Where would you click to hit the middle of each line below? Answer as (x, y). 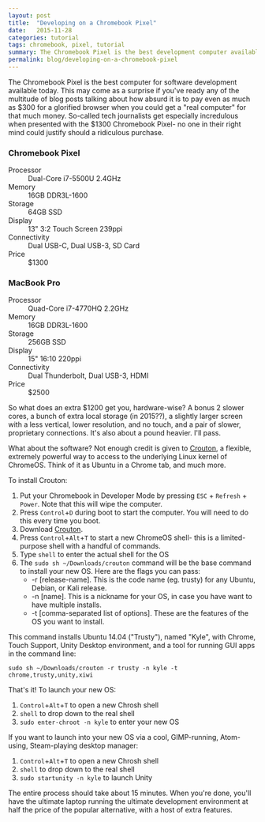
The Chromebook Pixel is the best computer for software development (123, 82)
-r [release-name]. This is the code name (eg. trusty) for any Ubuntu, (144, 580)
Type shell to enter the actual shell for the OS (94, 555)
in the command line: (42, 654)
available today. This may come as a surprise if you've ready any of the (124, 90)
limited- (233, 537)
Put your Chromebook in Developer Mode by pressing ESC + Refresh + (133, 496)
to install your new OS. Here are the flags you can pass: (110, 571)
